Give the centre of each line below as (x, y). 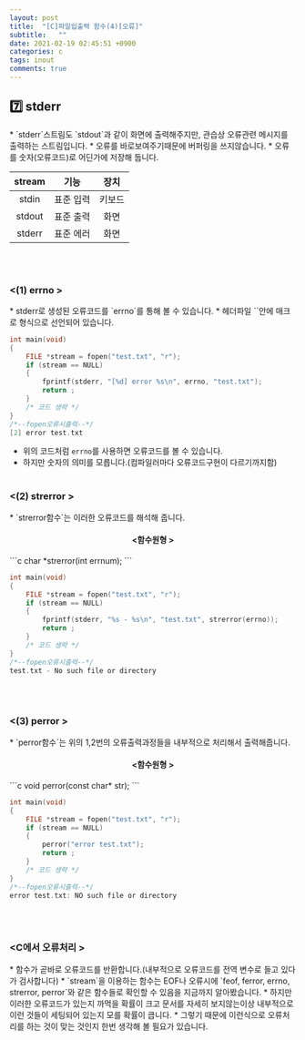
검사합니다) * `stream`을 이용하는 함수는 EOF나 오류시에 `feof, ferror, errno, (154, 981)
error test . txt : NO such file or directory (93, 895)
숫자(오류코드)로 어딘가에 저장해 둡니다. (89, 157)
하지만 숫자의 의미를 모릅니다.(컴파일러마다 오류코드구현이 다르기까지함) (150, 463)
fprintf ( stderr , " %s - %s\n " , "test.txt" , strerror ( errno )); (161, 620)
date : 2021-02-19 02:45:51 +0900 (73, 43)
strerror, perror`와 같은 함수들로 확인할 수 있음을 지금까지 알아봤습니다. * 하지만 (151, 992)
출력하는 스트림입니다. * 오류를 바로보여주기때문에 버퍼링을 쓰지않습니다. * (141, 146)
